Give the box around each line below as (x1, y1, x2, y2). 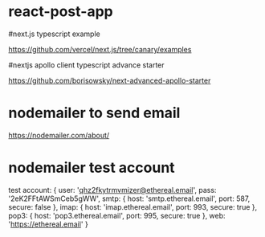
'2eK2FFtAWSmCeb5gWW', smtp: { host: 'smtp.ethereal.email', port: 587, (8, 194, 251, 203)
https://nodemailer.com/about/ (8, 130, 110, 140)
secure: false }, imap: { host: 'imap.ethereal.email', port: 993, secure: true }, (8, 202, 258, 211)
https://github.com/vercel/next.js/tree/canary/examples (8, 44, 192, 54)
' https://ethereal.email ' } (8, 219, 88, 229)
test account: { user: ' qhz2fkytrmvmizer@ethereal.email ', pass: (8, 185, 217, 194)
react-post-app (8, 2, 114, 21)
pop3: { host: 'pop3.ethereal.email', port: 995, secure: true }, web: (8, 210, 226, 220)
